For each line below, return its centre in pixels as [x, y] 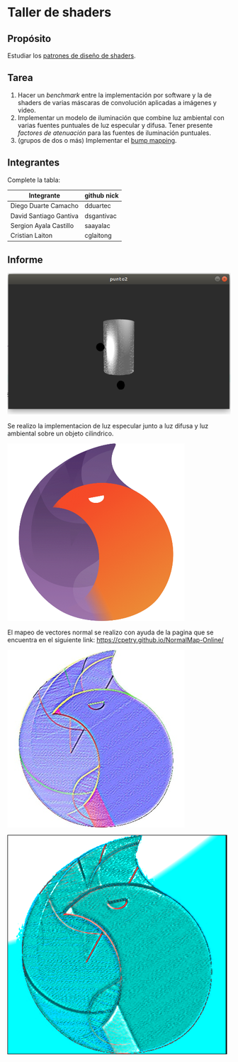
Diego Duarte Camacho [45, 206]
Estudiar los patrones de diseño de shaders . [72, 55]
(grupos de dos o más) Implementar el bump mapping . [97, 140]
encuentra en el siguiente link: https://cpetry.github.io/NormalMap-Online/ [116, 639]
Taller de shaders [59, 12]
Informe [25, 260]
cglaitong [98, 236]
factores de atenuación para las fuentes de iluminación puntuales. [114, 133]
